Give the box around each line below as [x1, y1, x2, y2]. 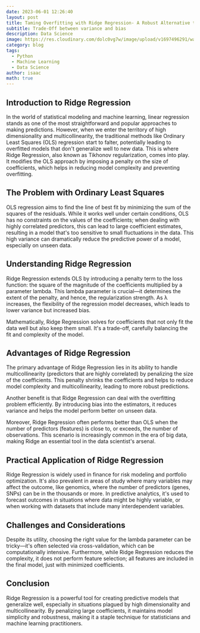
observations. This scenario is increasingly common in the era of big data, [6, 431, 188, 439]
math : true [6, 75, 33, 81]
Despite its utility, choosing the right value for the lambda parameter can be [6, 536, 192, 543]
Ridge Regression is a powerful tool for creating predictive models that [6, 594, 179, 601]
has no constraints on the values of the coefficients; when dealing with [6, 216, 180, 223]
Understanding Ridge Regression [6, 259, 132, 269]
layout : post [6, 14, 39, 20]
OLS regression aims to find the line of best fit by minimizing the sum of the [6, 204, 191, 211]
